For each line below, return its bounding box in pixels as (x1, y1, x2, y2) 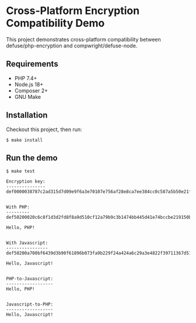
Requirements (6, 59, 58, 69)
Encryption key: (6, 178, 45, 185)
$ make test (6, 169, 35, 174)
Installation (6, 110, 48, 121)
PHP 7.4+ (14, 74, 37, 81)
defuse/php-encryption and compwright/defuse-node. (6, 42, 138, 49)
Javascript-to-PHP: (6, 301, 54, 308)
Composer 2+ (14, 87, 48, 94)
